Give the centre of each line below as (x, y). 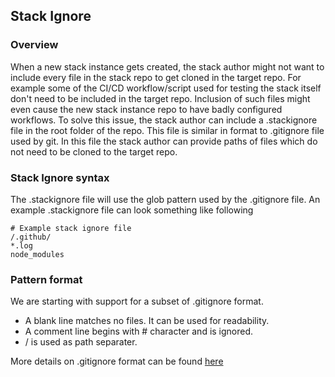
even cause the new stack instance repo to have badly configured (146, 109)
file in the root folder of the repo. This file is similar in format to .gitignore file (167, 130)
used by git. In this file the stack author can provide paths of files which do (164, 141)
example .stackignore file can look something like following (132, 210)
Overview (34, 45)
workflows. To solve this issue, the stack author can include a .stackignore (164, 120)
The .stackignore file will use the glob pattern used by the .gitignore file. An (165, 199)
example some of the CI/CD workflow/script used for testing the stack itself (166, 88)
